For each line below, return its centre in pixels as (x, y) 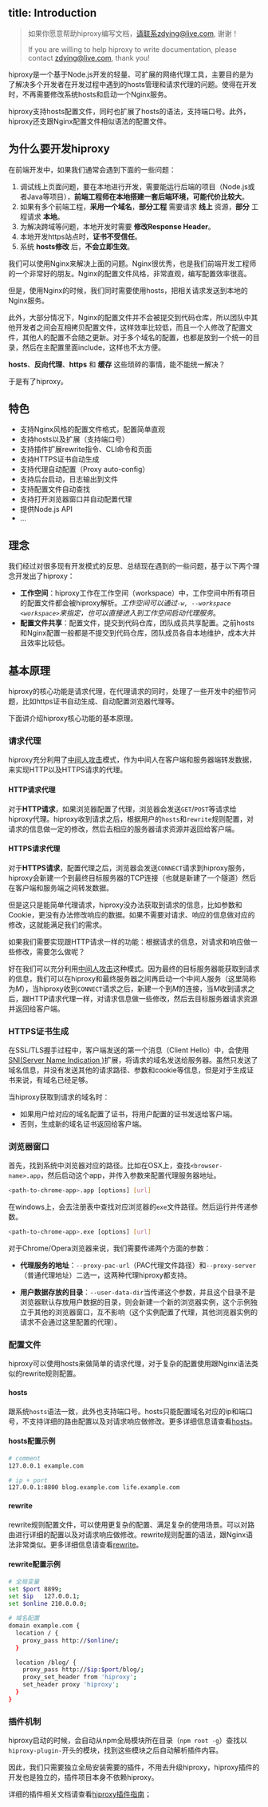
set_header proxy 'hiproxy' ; (71, 1685)
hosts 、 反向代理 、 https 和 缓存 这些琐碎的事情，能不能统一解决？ (117, 364)
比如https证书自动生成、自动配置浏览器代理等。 (100, 701)
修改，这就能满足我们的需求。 (57, 925)
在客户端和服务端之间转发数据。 (61, 888)
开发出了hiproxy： (45, 576)
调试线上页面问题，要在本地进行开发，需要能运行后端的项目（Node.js (134, 186)
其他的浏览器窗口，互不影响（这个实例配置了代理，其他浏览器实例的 (146, 1312)
